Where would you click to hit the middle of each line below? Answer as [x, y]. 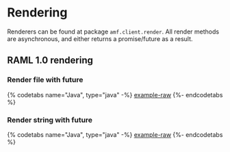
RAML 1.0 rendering [50, 61]
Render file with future [45, 80]
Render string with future [50, 120]
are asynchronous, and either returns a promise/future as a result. [100, 38]
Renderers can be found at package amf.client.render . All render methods [113, 31]
